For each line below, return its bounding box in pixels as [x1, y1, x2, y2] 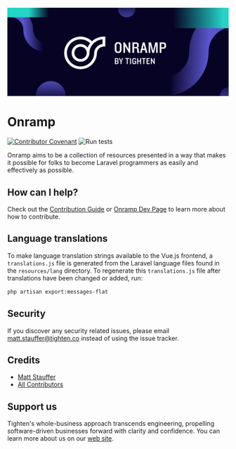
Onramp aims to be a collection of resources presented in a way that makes [7, 151, 226, 160]
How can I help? [7, 186, 79, 198]
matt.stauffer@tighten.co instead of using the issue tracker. [7, 334, 179, 342]
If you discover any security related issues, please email [7, 326, 170, 334]
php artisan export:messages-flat [7, 288, 109, 295]
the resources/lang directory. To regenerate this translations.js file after [7, 266, 221, 275]
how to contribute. [7, 212, 61, 221]
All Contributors [17, 380, 63, 389]
